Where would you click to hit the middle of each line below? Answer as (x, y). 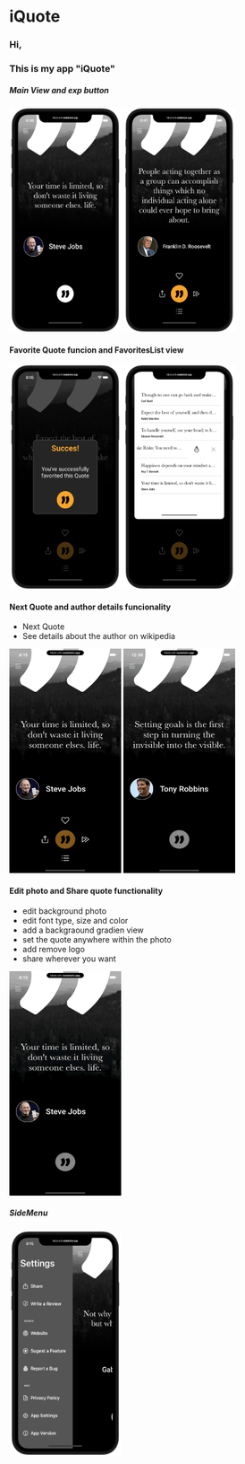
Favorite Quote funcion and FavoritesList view (97, 350)
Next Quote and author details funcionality (90, 607)
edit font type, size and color (75, 920)
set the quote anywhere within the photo (97, 939)
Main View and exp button (59, 90)
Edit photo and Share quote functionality (86, 891)
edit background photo (64, 911)
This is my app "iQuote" (63, 69)
